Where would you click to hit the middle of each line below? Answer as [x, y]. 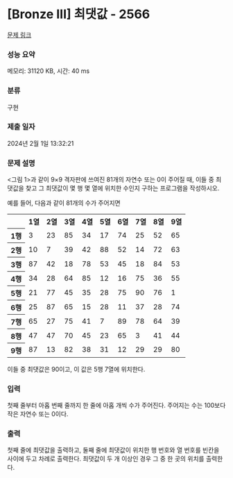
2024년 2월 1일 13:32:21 [41, 143]
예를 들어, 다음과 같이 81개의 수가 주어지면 [64, 203]
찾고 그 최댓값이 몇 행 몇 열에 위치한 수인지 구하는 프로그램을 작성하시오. [122, 188]
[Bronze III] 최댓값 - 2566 [79, 14]
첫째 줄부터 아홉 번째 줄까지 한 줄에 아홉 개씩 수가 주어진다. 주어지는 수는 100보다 [116, 405]
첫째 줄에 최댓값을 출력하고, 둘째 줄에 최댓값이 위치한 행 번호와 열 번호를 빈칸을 [113, 450]
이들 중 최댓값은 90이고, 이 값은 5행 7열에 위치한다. [76, 369]
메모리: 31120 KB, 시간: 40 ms [49, 71]
